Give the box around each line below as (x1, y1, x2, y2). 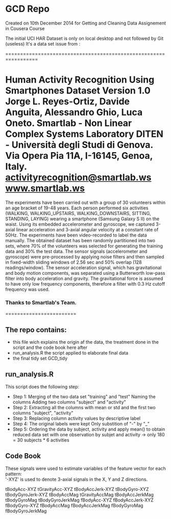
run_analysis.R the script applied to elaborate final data (12, 349, 129, 356)
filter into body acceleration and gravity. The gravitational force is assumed (5, 275, 163, 281)
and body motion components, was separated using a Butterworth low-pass (5, 270, 165, 276)
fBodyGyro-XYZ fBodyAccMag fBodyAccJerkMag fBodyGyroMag (5, 502, 144, 508)
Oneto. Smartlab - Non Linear (5, 117, 132, 129)
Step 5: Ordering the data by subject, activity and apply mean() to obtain (12, 426, 165, 432)
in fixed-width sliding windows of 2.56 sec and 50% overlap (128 (5, 259, 142, 265)
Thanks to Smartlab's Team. (5, 299, 77, 306)
